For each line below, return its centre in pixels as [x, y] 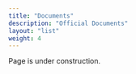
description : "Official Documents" [68, 23]
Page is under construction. [55, 61]
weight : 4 [25, 38]
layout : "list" [34, 31]
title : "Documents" [41, 16]
